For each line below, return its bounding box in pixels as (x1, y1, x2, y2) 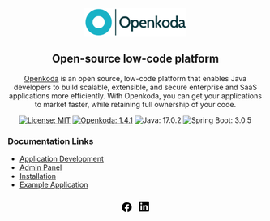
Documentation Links (7, 135, 94, 146)
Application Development (19, 154, 105, 164)
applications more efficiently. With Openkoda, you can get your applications (8, 90, 263, 101)
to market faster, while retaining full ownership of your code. (34, 99, 237, 109)
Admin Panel (19, 162, 62, 172)
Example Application (19, 180, 88, 190)
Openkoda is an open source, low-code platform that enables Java (24, 73, 247, 83)
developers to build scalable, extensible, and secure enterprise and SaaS (14, 82, 257, 92)
